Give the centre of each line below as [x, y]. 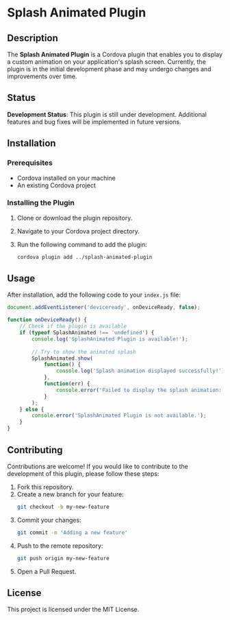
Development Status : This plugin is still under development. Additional [107, 114]
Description [33, 38]
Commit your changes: [49, 520]
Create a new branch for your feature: [71, 494]
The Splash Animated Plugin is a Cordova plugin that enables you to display [115, 54]
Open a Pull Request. [47, 571]
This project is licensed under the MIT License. [73, 610]
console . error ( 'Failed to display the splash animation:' [140, 390]
